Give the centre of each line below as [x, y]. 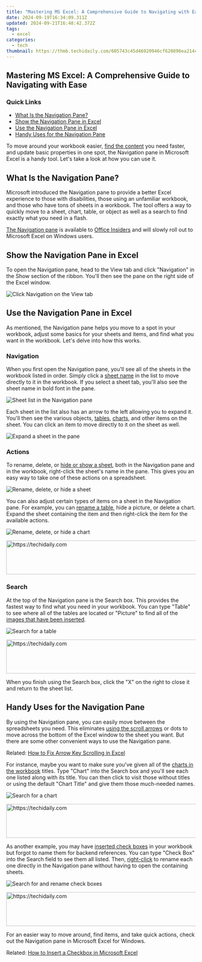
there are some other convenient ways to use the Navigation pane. [89, 741]
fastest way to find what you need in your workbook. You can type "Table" [98, 606]
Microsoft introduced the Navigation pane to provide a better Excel [89, 192]
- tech [20, 46]
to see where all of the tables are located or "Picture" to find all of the [92, 613]
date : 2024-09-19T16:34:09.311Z [47, 17]
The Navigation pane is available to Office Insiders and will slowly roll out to [100, 230]
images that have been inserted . [46, 619]
